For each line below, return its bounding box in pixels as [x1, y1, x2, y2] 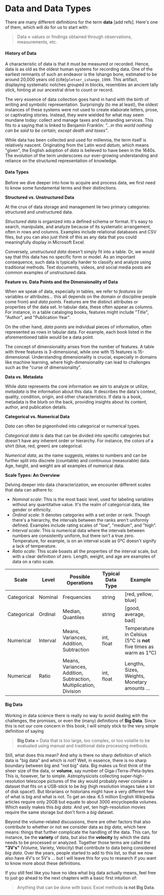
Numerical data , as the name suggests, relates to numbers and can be [5, 452, 147, 458]
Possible [69, 574, 90, 580]
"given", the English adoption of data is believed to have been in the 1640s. [5, 148, 156, 153]
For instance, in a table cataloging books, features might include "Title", [5, 309, 149, 315]
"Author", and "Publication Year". [5, 315, 71, 320]
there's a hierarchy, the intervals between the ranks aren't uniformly [12, 517, 149, 523]
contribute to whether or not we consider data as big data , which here [5, 824, 146, 830]
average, [124, 611, 145, 618]
